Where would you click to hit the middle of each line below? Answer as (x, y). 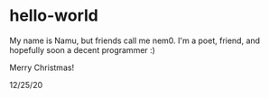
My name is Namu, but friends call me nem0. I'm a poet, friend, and (134, 40)
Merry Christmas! (42, 67)
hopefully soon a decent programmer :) (83, 49)
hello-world (54, 16)
